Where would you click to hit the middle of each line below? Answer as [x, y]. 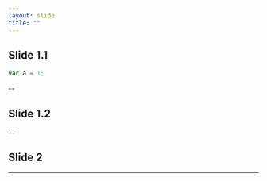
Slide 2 [26, 158]
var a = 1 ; [26, 73]
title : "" [25, 23]
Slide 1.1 [28, 55]
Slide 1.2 [30, 113]
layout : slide [32, 15]
